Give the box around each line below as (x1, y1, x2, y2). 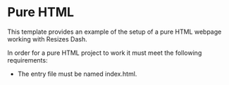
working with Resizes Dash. (7, 34, 88, 43)
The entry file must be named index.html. (17, 70, 137, 78)
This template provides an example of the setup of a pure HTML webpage (7, 27, 222, 36)
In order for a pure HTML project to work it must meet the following (7, 48, 202, 57)
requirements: (7, 55, 48, 64)
